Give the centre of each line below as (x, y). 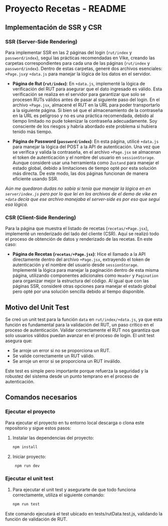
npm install (25, 447)
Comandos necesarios (41, 397)
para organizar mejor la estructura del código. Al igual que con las (80, 281)
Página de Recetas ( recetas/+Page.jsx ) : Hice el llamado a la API (79, 254)
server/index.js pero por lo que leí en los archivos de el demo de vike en (81, 193)
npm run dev (27, 466)
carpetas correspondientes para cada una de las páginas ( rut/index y (78, 63)
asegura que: (19, 341)
